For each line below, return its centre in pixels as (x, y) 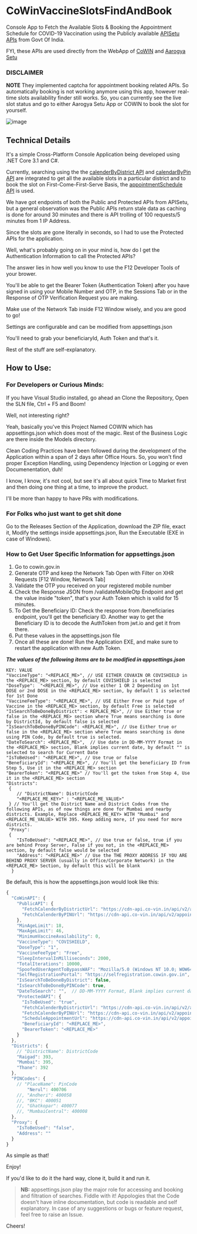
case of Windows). (29, 539)
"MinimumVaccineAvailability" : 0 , (59, 936)
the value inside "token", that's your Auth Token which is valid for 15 (96, 598)
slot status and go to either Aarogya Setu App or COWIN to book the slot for (98, 104)
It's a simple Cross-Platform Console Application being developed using (93, 155)
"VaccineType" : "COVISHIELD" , (54, 942)
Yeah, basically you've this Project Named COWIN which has (80, 426)
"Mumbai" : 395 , (35, 1062)
